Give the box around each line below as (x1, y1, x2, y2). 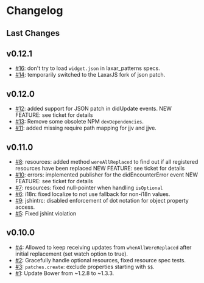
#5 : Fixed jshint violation (15, 210, 77, 217)
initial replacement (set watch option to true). (15, 250, 128, 257)
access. (15, 203, 35, 211)
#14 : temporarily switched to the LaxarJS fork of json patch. (15, 71, 166, 79)
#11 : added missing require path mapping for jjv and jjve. (15, 124, 157, 131)
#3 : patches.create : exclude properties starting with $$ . (15, 263, 155, 270)
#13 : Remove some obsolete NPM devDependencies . (15, 118, 144, 125)
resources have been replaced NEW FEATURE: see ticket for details (15, 165, 185, 172)
